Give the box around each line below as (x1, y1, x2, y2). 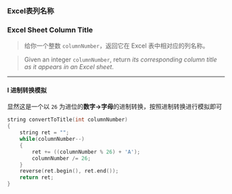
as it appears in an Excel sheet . (23, 63, 114, 71)
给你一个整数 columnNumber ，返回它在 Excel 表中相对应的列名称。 (23, 41, 209, 50)
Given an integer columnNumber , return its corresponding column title (23, 55, 217, 64)
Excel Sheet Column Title (7, 25, 93, 35)
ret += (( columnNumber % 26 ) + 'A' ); (32, 148, 140, 155)
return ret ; (19, 174, 54, 181)
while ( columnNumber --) (19, 136, 85, 143)
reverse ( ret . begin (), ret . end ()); (19, 168, 119, 175)
